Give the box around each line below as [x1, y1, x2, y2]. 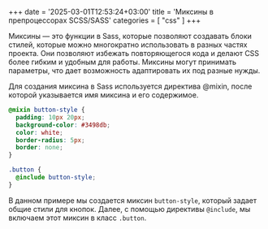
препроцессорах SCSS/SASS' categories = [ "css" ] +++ [8, 15, 201, 25]
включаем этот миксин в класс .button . [8, 213, 147, 223]
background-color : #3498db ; [15, 121, 111, 129]
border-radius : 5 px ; [15, 136, 85, 145]
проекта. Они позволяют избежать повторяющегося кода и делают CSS [8, 49, 260, 58]
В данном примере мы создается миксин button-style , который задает [8, 195, 257, 205]
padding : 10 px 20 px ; [15, 113, 85, 121]
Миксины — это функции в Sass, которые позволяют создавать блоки [8, 32, 252, 41]
